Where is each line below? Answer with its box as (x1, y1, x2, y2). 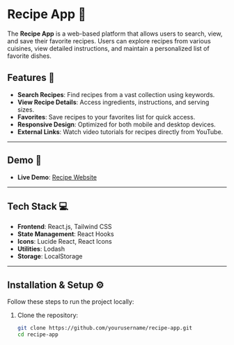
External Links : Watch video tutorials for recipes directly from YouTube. (17, 127, 224, 135)
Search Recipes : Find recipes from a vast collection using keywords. (17, 90, 215, 98)
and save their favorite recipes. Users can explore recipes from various (7, 36, 211, 45)
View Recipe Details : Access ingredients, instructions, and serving (17, 98, 210, 106)
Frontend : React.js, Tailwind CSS (17, 223, 113, 231)
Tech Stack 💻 (7, 200, 69, 212)
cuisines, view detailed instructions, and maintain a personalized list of (7, 44, 210, 52)
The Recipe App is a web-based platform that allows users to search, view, (7, 29, 223, 38)
